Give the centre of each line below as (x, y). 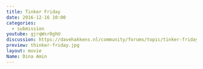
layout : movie (24, 51)
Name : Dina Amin (27, 56)
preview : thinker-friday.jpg (43, 46)
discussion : (21, 40)
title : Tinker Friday (34, 12)
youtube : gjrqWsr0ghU (34, 34)
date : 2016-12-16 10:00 (36, 17)
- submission (28, 28)
